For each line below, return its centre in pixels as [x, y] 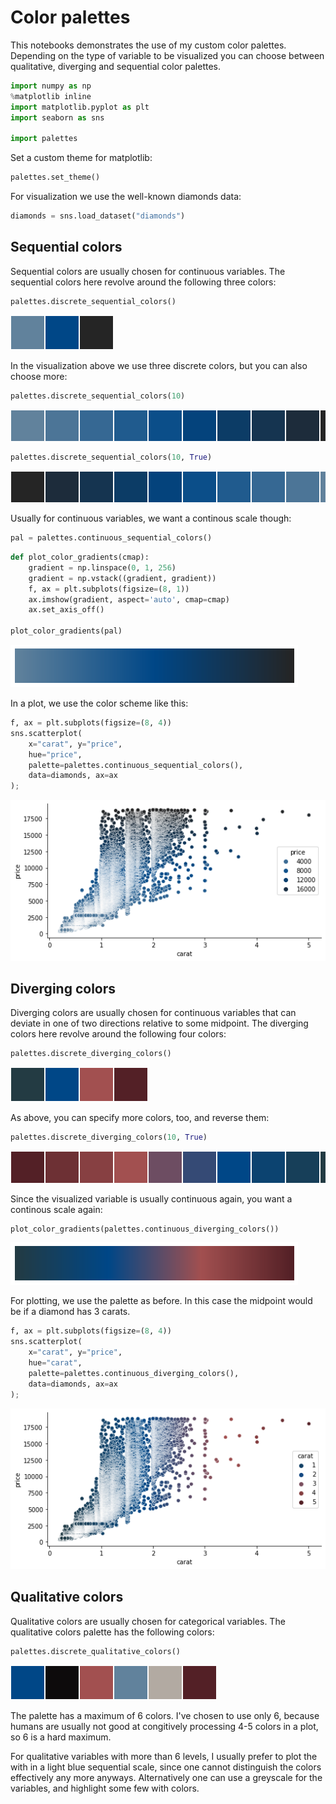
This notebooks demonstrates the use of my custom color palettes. [148, 45]
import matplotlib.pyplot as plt [80, 107]
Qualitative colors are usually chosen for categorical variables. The [148, 1621]
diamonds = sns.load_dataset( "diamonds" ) [98, 216]
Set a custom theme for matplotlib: [81, 158]
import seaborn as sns [57, 117]
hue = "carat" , [55, 1363]
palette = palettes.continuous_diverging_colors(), [134, 1373]
